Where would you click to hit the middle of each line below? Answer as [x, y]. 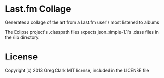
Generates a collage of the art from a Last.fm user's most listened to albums [82, 22]
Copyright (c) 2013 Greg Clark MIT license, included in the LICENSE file [77, 70]
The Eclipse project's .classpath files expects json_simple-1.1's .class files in [82, 32]
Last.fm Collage [38, 9]
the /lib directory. [23, 37]
